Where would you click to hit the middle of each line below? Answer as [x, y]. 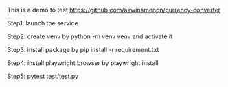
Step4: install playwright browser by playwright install [83, 63]
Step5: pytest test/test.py [43, 76]
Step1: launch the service [43, 23]
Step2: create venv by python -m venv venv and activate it [90, 36]
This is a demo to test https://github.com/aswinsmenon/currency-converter [114, 10]
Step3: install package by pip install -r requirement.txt [83, 50]
